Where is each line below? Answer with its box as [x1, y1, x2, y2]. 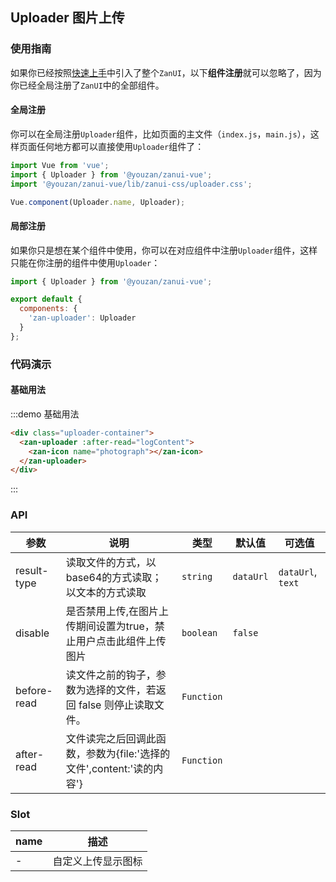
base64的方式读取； [65, 570, 163, 584]
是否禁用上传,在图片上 [65, 604, 170, 618]
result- [15, 563, 49, 577]
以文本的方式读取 [65, 585, 147, 599]
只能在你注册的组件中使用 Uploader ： [10, 256, 161, 268]
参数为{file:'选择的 [85, 746, 171, 760]
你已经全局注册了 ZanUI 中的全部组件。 [10, 79, 165, 91]
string [181, 571, 213, 582]
